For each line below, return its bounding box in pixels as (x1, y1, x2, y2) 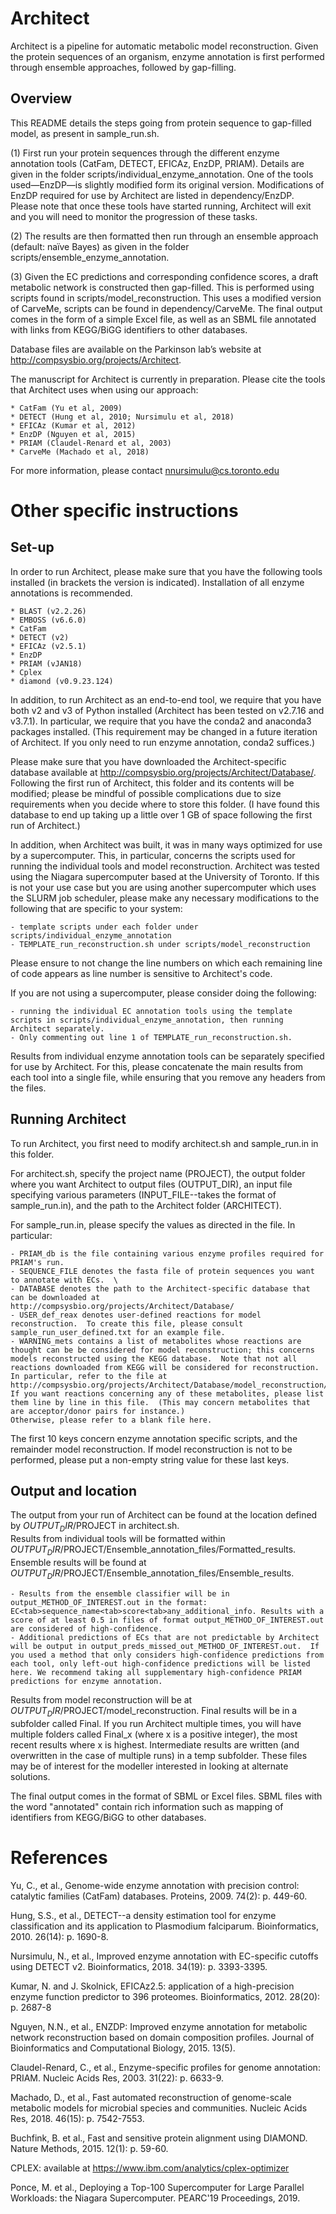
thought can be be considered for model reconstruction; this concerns (10, 1345, 315, 1355)
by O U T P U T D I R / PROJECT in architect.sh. (10, 1520, 180, 1534)
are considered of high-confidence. (10, 1623, 163, 1634)
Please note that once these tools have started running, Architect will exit (10, 200, 312, 212)
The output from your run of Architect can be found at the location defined (10, 1509, 318, 1521)
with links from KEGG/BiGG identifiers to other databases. (10, 323, 248, 336)
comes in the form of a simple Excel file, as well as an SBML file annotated (10, 313, 317, 325)
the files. (10, 1082, 47, 1094)
